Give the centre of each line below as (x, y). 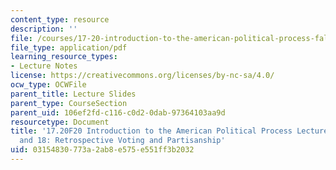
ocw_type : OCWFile (48, 85)
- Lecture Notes (44, 66)
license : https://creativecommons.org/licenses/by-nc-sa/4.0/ (142, 76)
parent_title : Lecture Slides (73, 94)
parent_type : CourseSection (69, 103)
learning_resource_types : (64, 57)
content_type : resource (60, 19)
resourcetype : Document (60, 122)
